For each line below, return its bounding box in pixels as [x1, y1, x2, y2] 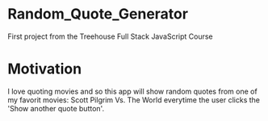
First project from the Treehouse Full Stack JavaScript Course [7, 31, 213, 41]
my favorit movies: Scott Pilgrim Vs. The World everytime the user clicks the [7, 94, 260, 105]
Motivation [7, 60, 82, 78]
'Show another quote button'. [7, 103, 105, 113]
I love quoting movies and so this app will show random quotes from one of [7, 86, 258, 96]
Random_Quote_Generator [7, 5, 189, 23]
